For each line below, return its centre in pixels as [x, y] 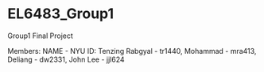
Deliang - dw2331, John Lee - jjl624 [66, 59]
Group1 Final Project [40, 36]
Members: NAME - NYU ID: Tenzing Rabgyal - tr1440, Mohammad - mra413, [132, 51]
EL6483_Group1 [61, 14]
